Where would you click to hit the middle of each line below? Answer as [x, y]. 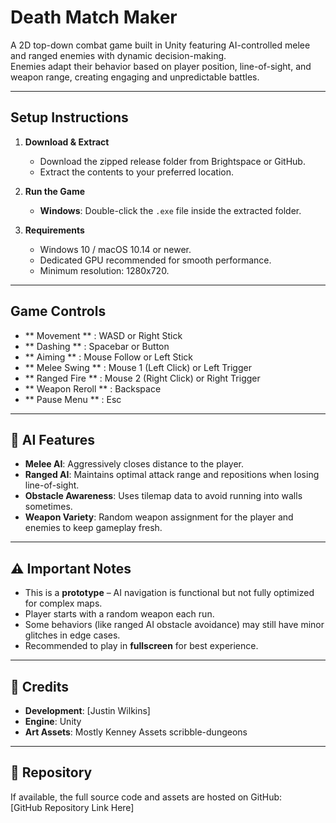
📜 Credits [40, 686]
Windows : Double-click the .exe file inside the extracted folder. [170, 210]
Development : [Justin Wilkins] [87, 710]
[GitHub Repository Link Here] [72, 807]
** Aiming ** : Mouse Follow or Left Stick [109, 357]
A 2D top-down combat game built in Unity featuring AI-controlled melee [160, 45]
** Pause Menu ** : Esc [73, 399]
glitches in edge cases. [72, 635]
